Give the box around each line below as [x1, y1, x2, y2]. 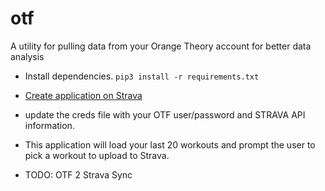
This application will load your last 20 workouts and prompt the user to [24, 138, 316, 151]
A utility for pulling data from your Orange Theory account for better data [10, 40, 312, 52]
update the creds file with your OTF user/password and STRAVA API [24, 108, 306, 121]
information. [24, 119, 75, 131]
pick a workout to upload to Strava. [24, 149, 170, 161]
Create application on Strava [24, 89, 143, 101]
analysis [10, 50, 45, 62]
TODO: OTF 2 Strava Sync [24, 168, 133, 181]
